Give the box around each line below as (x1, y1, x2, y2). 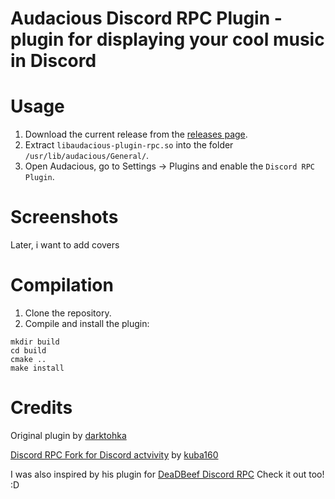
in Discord (10, 50, 97, 72)
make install (10, 363, 65, 373)
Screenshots (10, 206, 119, 229)
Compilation (10, 274, 114, 297)
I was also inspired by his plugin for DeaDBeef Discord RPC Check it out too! (10, 468, 325, 480)
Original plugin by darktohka (10, 429, 127, 441)
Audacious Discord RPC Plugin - (10, 7, 283, 30)
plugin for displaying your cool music (10, 28, 325, 51)
